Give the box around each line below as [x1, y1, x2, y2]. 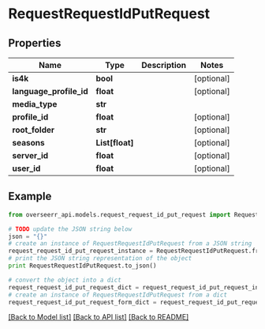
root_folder [12, 124, 55, 135]
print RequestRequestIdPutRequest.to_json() [8, 262, 157, 270]
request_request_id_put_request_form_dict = [8, 298, 157, 306]
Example [8, 190, 52, 203]
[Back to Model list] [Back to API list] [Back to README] [8, 312, 189, 322]
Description [141, 60, 187, 70]
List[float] [95, 138, 134, 148]
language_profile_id [12, 86, 88, 96]
